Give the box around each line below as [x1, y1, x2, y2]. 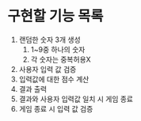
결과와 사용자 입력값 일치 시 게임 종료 [18, 94, 134, 104]
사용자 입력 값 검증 [18, 64, 77, 74]
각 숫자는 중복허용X [30, 55, 92, 64]
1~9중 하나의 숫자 [30, 44, 86, 54]
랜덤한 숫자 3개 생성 [18, 35, 81, 44]
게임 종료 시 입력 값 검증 [18, 104, 93, 113]
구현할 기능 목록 [7, 7, 104, 25]
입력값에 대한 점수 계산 [18, 74, 90, 84]
